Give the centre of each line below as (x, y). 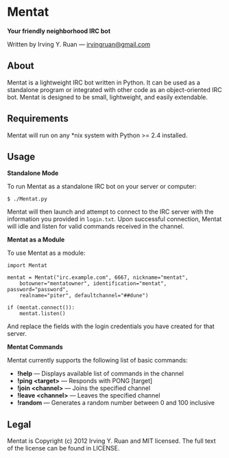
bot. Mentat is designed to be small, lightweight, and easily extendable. (107, 97)
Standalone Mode (33, 173)
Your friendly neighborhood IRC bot (59, 31)
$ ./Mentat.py (27, 199)
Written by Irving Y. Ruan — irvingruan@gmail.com (79, 44)
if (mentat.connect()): (41, 308)
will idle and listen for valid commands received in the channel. (96, 227)
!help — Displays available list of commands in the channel (100, 374)
